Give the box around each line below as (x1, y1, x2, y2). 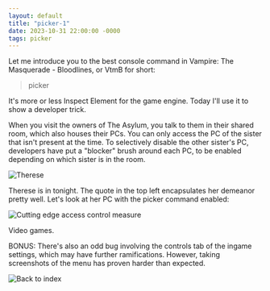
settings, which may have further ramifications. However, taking (8, 250, 220, 260)
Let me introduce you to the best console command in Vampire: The (8, 56, 234, 66)
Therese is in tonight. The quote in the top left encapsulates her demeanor (8, 186, 255, 196)
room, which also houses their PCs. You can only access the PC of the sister (8, 129, 262, 139)
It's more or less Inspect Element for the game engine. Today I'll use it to (8, 96, 249, 106)
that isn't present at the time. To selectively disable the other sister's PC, (8, 138, 249, 148)
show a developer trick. (8, 105, 87, 114)
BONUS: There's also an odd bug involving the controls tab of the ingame (8, 241, 252, 251)
